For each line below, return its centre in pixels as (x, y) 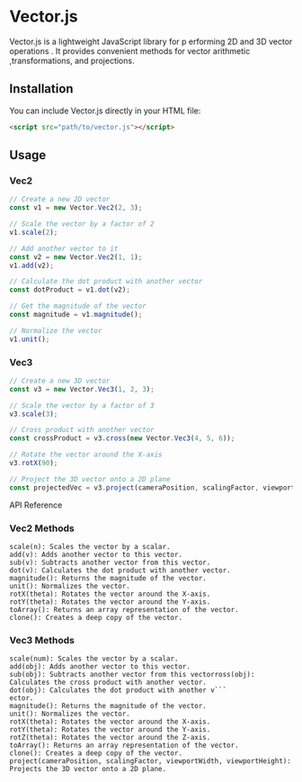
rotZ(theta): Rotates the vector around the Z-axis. (110, 738)
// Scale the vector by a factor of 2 (82, 224)
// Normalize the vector (56, 330)
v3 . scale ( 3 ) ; (34, 414)
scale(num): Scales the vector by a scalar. (94, 659)
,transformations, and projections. (72, 60)
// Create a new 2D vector (60, 200)
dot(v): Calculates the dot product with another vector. (120, 571)
